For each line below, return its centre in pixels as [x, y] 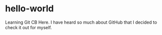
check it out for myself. [28, 27]
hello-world [30, 9]
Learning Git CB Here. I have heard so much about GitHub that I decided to [81, 22]
